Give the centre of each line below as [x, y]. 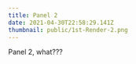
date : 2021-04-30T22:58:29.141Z [61, 23]
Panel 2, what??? [35, 52]
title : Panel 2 [33, 15]
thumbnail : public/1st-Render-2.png [68, 30]
